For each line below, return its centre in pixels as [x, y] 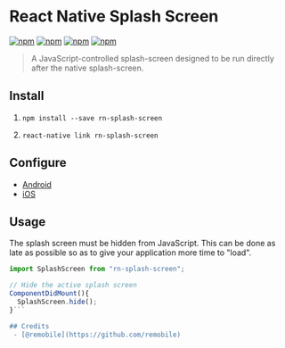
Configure [38, 163]
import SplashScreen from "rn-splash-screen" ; [97, 269]
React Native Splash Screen [114, 17]
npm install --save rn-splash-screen [92, 118]
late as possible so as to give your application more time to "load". [130, 253]
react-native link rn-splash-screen [90, 136]
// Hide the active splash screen [73, 286]
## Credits [29, 326]
